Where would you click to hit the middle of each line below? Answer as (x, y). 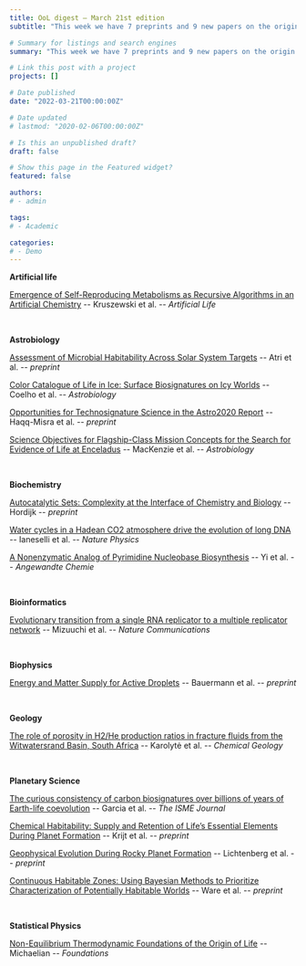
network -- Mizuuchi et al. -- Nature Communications (110, 630)
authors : (26, 193)
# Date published (42, 93)
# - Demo (26, 251)
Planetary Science (45, 781)
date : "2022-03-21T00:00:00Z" (67, 101)
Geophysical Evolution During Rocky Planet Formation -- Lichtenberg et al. (149, 854)
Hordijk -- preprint (44, 512)
